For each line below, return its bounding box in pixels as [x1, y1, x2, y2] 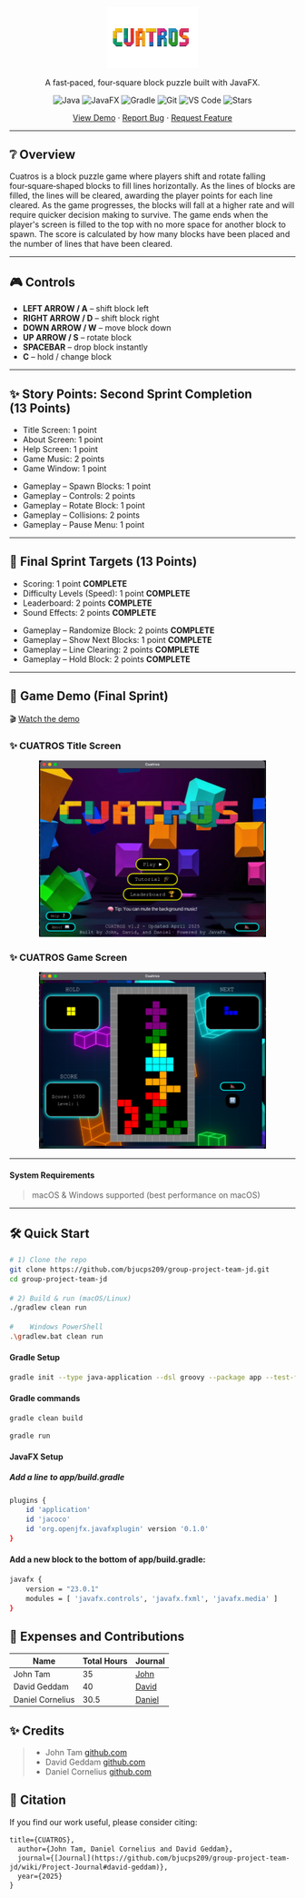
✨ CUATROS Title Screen [9, 739, 122, 752]
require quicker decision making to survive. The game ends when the [9, 210, 269, 221]
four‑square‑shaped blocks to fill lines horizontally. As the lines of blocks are [9, 181, 296, 192]
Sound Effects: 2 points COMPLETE [22, 607, 157, 618]
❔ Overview [9, 147, 75, 163]
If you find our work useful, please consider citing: [9, 1816, 198, 1827]
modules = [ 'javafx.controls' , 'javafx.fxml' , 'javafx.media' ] [25, 1594, 279, 1603]
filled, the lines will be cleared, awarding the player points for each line [9, 190, 273, 202]
